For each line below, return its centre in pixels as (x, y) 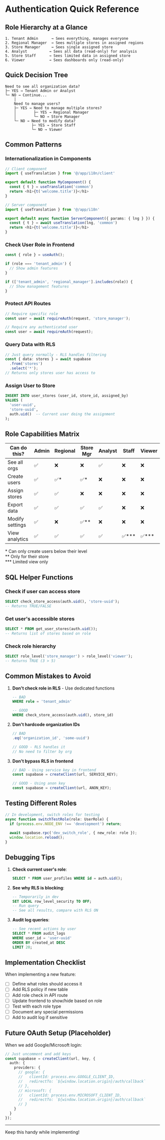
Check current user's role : (40, 869)
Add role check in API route (40, 995)
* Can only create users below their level (46, 551)
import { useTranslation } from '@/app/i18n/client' (60, 173)
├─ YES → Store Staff (54, 125)
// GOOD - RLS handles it (39, 747)
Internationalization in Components (48, 158)
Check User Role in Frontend (40, 245)
